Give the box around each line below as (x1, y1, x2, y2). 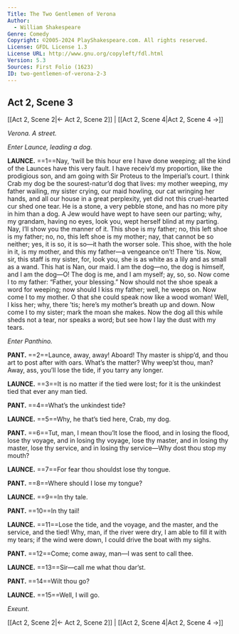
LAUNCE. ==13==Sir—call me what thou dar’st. (7, 563, 146, 572)
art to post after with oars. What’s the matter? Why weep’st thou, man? (7, 358, 213, 367)
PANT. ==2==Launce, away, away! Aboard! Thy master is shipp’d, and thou (7, 350, 229, 360)
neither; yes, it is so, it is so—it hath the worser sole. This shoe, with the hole (7, 240, 232, 249)
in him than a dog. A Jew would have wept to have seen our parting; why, (7, 209, 223, 218)
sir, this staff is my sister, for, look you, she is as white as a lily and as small (7, 255, 227, 264)
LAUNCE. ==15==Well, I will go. (7, 591, 100, 599)
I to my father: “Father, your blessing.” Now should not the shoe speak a (7, 278, 218, 286)
